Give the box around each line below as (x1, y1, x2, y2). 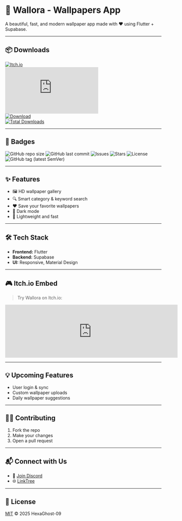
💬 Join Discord (12, 473, 43, 479)
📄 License (5, 497, 36, 506)
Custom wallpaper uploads (12, 390, 67, 395)
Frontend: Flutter (12, 249, 48, 255)
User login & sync (12, 384, 49, 390)
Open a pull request (12, 438, 53, 444)
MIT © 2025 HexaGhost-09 (5, 511, 61, 517)
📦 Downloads (5, 46, 50, 54)
